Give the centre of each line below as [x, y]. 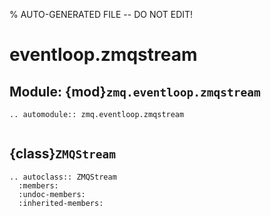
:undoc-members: [52, 194]
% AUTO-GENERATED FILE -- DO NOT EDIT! [101, 14]
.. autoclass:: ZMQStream [63, 177]
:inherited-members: [61, 203]
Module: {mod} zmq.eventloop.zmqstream [135, 91]
